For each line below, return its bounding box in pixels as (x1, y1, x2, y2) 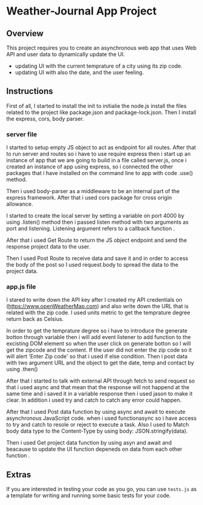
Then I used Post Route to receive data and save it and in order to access (6, 255, 188, 262)
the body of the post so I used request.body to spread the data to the (6, 261, 179, 268)
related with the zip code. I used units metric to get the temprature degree (6, 309, 190, 316)
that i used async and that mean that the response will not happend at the (6, 384, 190, 391)
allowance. (6, 200, 33, 208)
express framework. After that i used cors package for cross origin (6, 194, 172, 202)
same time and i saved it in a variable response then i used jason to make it (6, 390, 193, 398)
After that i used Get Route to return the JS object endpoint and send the (6, 237, 187, 244)
